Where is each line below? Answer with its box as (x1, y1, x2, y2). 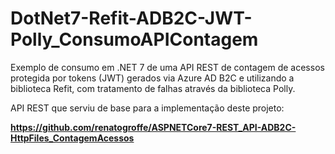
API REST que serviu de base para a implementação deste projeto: (10, 102, 285, 114)
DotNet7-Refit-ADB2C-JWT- (10, 7, 253, 30)
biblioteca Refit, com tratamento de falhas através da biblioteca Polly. (10, 82, 296, 94)
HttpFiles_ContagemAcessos (10, 132, 135, 144)
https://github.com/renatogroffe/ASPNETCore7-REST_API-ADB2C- (10, 121, 297, 133)
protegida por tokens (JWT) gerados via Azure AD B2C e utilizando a (10, 72, 295, 84)
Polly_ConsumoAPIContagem (10, 28, 259, 51)
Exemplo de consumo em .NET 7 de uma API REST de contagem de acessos (10, 61, 325, 73)
